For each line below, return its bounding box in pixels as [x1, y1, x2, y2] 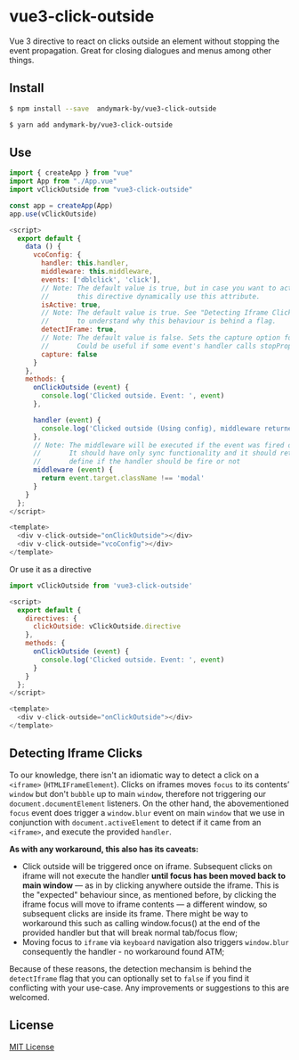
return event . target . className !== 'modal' [41, 474, 205, 483]
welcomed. [9, 991, 51, 1002]
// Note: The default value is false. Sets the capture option [41, 333, 280, 342]
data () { [25, 242, 62, 251]
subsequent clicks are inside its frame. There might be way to [21, 908, 249, 919]
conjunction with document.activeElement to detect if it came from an [9, 817, 262, 827]
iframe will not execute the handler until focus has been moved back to [21, 870, 287, 881]
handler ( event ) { [32, 415, 101, 424]
